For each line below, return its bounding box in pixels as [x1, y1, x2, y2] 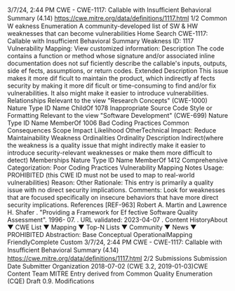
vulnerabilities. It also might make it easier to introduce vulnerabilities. [7, 89, 209, 97]
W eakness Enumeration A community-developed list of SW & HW [7, 22, 199, 30]
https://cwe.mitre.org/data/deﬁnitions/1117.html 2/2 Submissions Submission [7, 255, 227, 262]
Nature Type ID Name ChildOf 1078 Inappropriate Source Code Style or [7, 104, 213, 112]
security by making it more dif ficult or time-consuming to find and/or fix [7, 81, 217, 90]
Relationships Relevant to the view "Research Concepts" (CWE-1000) [7, 97, 208, 104]
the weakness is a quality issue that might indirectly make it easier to [7, 141, 206, 149]
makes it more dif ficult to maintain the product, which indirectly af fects [7, 74, 215, 82]
